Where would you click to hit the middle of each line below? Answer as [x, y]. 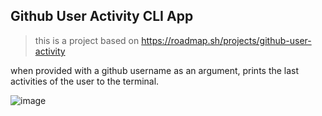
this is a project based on [87, 40]
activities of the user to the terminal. [85, 81]
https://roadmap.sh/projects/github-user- [226, 40]
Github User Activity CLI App [102, 16]
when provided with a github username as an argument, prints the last [155, 70]
